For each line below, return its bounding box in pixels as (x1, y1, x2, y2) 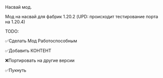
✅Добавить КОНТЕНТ (5, 48, 52, 53)
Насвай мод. (5, 4, 32, 10)
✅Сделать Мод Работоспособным (5, 38, 77, 44)
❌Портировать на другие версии (5, 57, 75, 63)
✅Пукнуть (5, 67, 27, 73)
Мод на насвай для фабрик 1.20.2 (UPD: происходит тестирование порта (5, 14, 159, 19)
